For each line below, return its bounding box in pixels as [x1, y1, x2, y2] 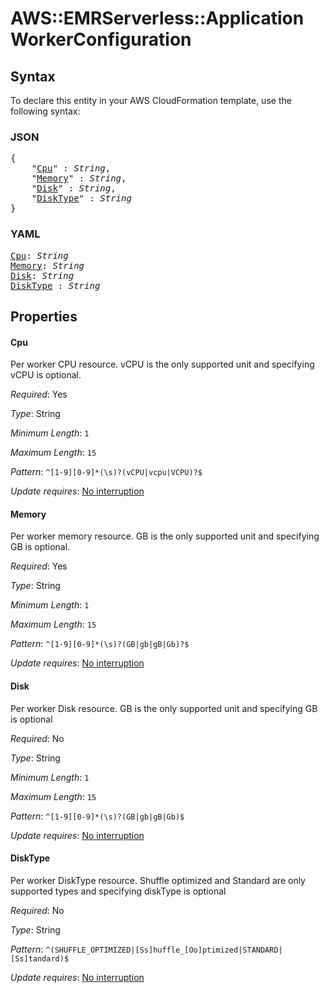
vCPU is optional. [10, 369, 82, 381]
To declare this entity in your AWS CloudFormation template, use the [10, 95, 292, 106]
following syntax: [10, 105, 81, 117]
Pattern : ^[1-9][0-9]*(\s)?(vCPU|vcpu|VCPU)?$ [10, 466, 203, 478]
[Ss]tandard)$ [10, 953, 70, 964]
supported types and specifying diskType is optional [10, 885, 227, 897]
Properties [10, 308, 78, 325]
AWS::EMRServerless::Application [10, 7, 305, 30]
